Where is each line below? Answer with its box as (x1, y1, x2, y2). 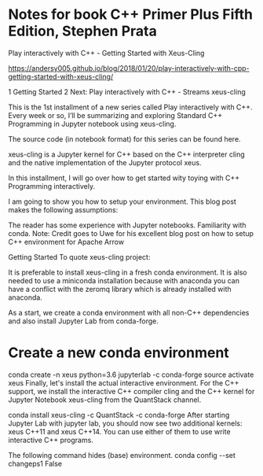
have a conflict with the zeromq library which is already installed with (8, 284, 232, 293)
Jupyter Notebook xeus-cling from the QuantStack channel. (8, 395, 202, 404)
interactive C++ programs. (8, 435, 94, 445)
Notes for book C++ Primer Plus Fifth (8, 6, 254, 24)
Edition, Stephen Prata (8, 22, 157, 40)
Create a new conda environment (8, 344, 229, 362)
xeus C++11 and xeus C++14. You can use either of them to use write (8, 426, 231, 436)
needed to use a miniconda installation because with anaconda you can (8, 275, 239, 285)
